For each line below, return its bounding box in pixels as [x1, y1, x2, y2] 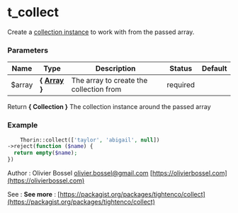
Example [7, 120, 38, 130]
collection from [71, 84, 122, 94]
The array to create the [71, 76, 148, 86]
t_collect [7, 4, 59, 21]
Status [169, 64, 193, 74]
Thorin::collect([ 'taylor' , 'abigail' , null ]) [20, 136, 160, 144]
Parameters [7, 45, 48, 55]
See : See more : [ [7, 190, 60, 199]
